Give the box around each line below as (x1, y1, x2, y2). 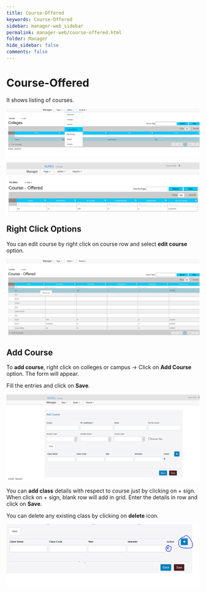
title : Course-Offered (6, 10, 64, 16)
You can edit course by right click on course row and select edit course (6, 240, 188, 247)
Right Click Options (6, 224, 82, 235)
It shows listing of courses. (6, 96, 75, 104)
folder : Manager (6, 36, 48, 42)
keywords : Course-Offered (6, 16, 72, 23)
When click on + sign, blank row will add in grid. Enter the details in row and (6, 494, 198, 501)
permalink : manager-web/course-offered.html (6, 29, 122, 36)
